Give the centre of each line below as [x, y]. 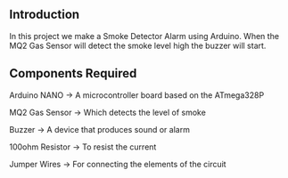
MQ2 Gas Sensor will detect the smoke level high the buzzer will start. [138, 45]
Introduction [45, 15]
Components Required [73, 73]
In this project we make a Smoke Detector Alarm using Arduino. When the [144, 36]
